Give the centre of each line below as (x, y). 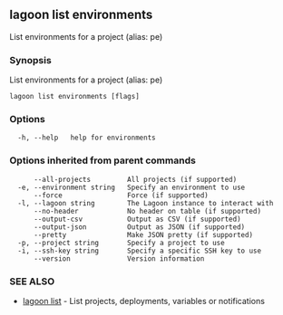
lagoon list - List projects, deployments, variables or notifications (144, 301)
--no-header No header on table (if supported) (147, 211)
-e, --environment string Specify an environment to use (132, 187)
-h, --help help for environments (87, 138)
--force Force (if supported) (121, 195)
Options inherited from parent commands (103, 160)
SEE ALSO (32, 282)
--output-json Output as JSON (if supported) (139, 227)
